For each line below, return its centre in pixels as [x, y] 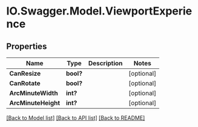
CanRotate [25, 83]
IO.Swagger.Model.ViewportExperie [99, 11]
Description [105, 63]
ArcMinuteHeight [35, 103]
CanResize [25, 73]
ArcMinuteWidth [34, 93]
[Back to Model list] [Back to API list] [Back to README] [76, 118]
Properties [27, 46]
